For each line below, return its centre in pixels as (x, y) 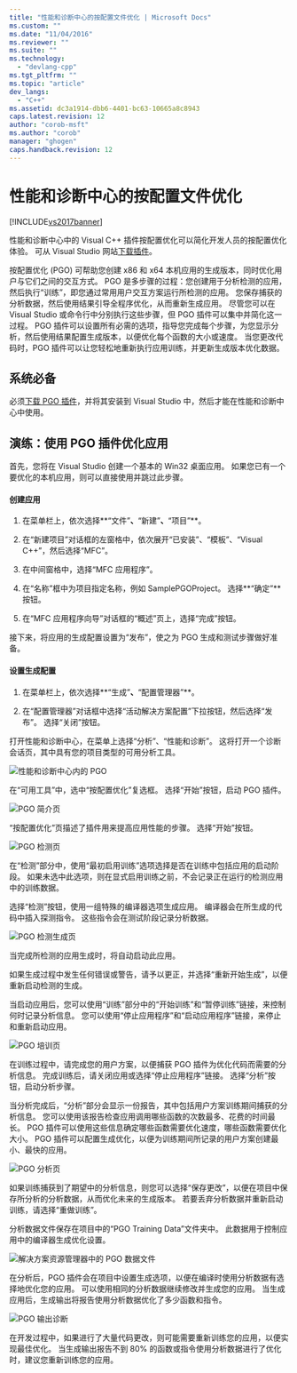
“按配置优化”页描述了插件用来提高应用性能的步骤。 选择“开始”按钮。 (134, 827)
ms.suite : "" (33, 51)
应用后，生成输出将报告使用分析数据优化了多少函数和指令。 (118, 1299)
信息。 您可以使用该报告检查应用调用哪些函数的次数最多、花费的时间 (142, 1116)
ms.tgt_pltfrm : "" (43, 76)
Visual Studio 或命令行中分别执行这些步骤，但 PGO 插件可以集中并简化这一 (146, 314)
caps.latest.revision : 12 (57, 116)
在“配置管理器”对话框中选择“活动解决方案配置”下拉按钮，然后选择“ (143, 711)
